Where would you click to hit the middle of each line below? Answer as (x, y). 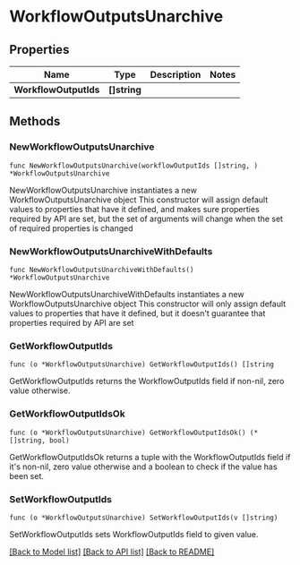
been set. (27, 475)
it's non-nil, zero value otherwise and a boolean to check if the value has (143, 467)
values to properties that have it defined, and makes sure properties (134, 209)
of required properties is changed (71, 228)
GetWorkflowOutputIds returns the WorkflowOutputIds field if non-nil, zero (147, 381)
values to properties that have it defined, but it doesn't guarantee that (137, 313)
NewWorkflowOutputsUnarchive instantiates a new (103, 190)
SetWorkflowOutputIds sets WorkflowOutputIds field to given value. (134, 534)
